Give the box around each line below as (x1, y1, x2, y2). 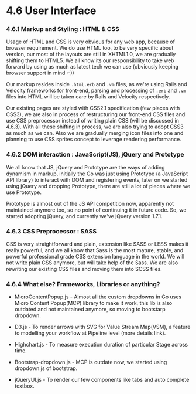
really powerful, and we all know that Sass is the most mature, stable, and (6, 247, 184, 254)
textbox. (14, 382, 35, 389)
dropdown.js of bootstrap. (14, 365, 78, 372)
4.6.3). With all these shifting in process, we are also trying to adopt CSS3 (6, 123, 184, 130)
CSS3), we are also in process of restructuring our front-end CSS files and (6, 111, 185, 118)
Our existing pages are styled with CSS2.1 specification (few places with (6, 104, 180, 112)
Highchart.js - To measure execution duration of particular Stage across (14, 341, 188, 348)
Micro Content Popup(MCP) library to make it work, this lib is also (14, 300, 173, 307)
